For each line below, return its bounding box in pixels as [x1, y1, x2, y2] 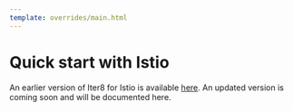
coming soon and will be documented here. [9, 91, 171, 102]
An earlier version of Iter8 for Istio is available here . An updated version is [9, 82, 284, 93]
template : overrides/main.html [9, 13, 128, 23]
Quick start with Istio [9, 51, 170, 72]
